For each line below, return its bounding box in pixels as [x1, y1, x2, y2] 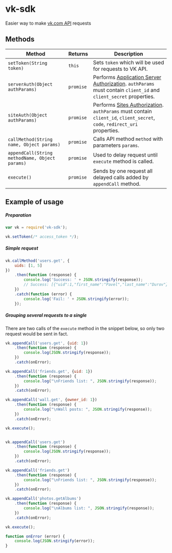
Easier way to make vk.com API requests [5, 20, 91, 26]
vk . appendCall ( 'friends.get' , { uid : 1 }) [5, 369, 93, 374]
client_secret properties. [93, 93, 155, 100]
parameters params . [93, 142, 140, 149]
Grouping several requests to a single [5, 312, 87, 318]
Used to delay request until [93, 151, 158, 158]
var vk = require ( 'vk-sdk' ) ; [5, 225, 68, 230]
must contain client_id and [93, 86, 160, 93]
